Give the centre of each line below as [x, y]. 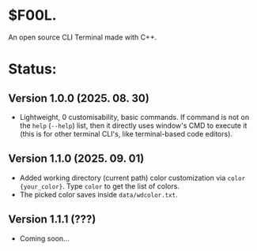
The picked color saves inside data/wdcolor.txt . [98, 194]
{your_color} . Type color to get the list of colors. [100, 186]
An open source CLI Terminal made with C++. [83, 37]
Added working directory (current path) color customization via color [132, 178]
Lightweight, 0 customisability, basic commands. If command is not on [134, 117]
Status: [32, 69]
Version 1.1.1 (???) [52, 219]
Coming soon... [44, 238]
